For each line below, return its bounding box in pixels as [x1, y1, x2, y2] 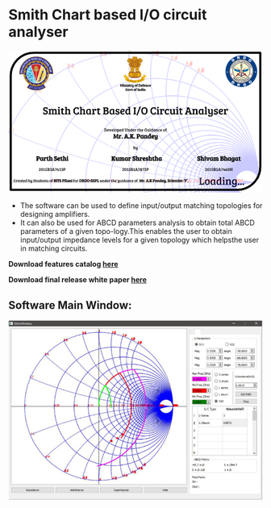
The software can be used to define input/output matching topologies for [19, 201, 263, 210]
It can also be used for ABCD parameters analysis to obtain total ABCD [19, 218, 256, 227]
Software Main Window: [8, 298, 132, 312]
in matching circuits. [19, 244, 88, 253]
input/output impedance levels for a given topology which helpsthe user [19, 235, 260, 245]
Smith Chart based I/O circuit [8, 6, 207, 24]
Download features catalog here [8, 260, 119, 269]
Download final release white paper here [8, 275, 148, 285]
